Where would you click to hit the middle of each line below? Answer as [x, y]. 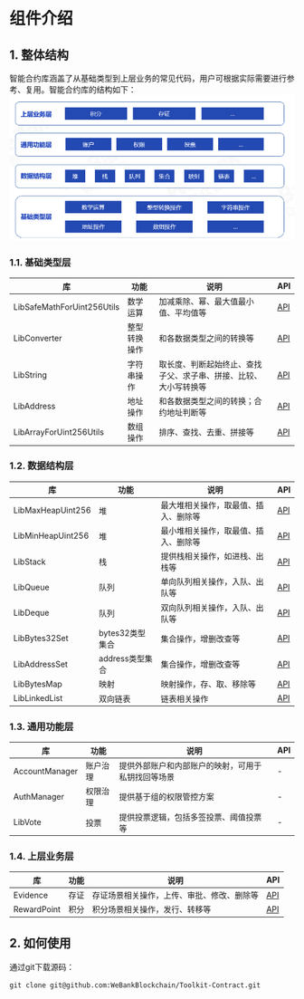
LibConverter [38, 338]
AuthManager [39, 796]
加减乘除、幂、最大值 [199, 302]
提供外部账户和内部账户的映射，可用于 [190, 765]
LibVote [28, 822]
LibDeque [31, 613]
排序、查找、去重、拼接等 [207, 432]
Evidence [30, 895]
